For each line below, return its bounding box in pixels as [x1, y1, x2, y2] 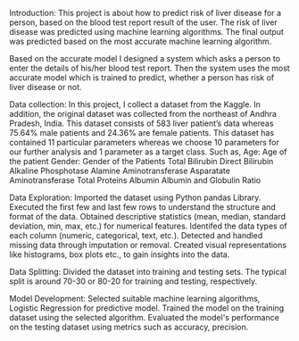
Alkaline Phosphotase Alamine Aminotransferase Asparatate [9, 165, 230, 176]
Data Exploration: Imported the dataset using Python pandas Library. [9, 192, 262, 203]
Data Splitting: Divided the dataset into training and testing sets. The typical [9, 267, 287, 277]
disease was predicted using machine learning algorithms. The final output [9, 27, 284, 37]
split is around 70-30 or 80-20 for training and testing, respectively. [9, 276, 258, 287]
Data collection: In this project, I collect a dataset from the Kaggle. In [9, 99, 262, 110]
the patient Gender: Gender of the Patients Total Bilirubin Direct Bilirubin [9, 156, 274, 166]
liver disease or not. [9, 82, 82, 92]
